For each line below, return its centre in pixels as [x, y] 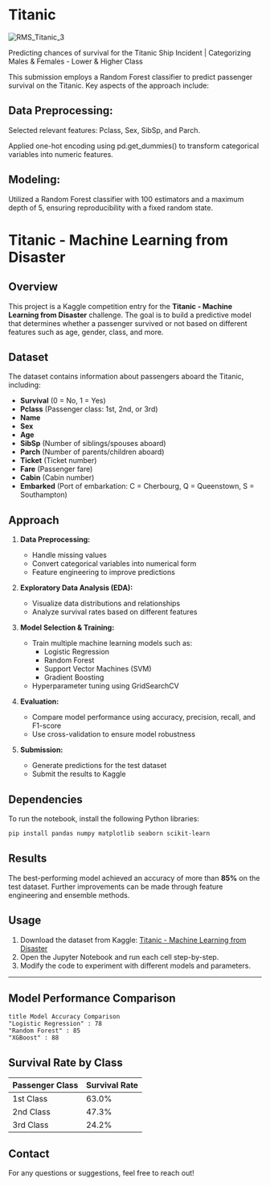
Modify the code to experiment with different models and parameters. [135, 965]
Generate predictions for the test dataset [99, 766]
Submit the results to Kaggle [79, 774]
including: [25, 385]
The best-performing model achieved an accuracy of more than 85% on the [134, 878]
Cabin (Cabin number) [57, 477]
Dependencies [45, 799]
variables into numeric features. [61, 154]
